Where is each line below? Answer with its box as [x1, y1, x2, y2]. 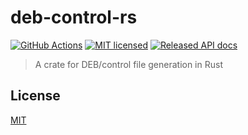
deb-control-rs [10, 6, 138, 29]
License [10, 87, 61, 105]
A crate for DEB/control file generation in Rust [34, 58, 223, 70]
